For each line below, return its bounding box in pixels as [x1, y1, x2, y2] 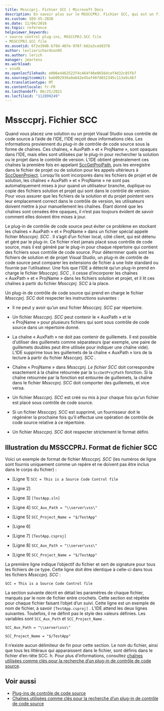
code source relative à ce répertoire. [12, 420, 85, 425]
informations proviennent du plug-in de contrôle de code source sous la [5, 141, 150, 147]
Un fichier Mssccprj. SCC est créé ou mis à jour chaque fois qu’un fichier [12, 395, 159, 400]
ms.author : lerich [5, 52, 42, 58]
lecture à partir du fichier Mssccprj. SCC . [12, 355, 96, 361]
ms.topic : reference [5, 25, 47, 30]
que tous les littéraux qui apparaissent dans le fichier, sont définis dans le [5, 647, 153, 653]
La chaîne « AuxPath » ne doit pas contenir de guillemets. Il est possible [12, 334, 157, 340]
